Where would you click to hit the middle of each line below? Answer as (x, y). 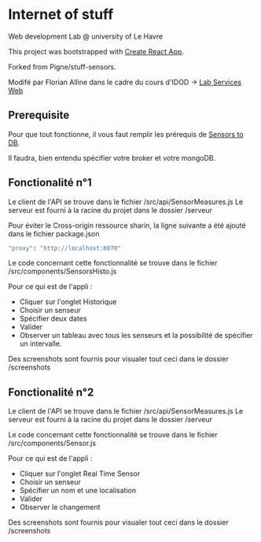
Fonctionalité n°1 (50, 183)
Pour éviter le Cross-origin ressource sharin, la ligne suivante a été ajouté (127, 225)
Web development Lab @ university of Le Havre (86, 36)
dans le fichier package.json (54, 233)
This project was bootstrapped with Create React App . (96, 51)
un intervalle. (40, 343)
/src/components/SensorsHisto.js (62, 271)
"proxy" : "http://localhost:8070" (65, 248)
